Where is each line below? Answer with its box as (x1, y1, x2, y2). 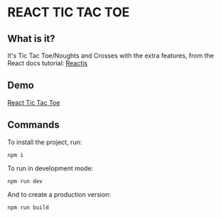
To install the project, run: (7, 138, 82, 146)
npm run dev (7, 178, 43, 185)
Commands (7, 119, 60, 131)
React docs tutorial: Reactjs (7, 59, 87, 67)
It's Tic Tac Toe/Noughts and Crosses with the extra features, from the (7, 51, 215, 60)
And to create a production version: (7, 190, 112, 199)
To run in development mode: (7, 164, 94, 173)
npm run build (7, 204, 50, 211)
